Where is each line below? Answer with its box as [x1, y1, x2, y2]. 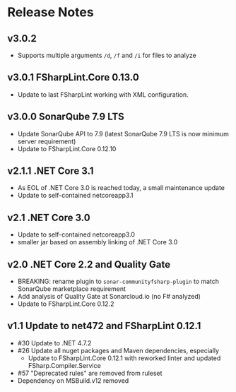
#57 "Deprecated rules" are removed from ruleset [17, 369, 163, 377]
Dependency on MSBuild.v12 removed [17, 376, 129, 385]
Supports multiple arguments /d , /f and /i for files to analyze [17, 51, 196, 59]
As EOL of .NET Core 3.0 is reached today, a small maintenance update [17, 184, 225, 192]
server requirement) [17, 137, 76, 145]
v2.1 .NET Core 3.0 [7, 211, 90, 223]
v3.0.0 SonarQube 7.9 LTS [7, 111, 125, 123]
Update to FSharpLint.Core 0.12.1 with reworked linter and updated [28, 354, 221, 362]
